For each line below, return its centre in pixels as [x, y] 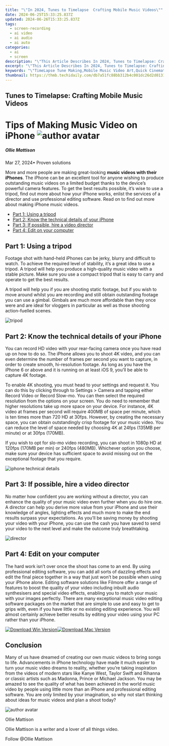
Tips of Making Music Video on [71, 125]
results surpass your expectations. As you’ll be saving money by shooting [81, 518]
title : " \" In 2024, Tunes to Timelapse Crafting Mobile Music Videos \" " [84, 10]
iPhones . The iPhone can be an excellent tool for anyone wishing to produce [84, 178]
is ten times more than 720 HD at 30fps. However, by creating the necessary [85, 417]
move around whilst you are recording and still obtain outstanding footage [82, 295]
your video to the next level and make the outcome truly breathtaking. [77, 528]
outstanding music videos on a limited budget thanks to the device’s [75, 183]
